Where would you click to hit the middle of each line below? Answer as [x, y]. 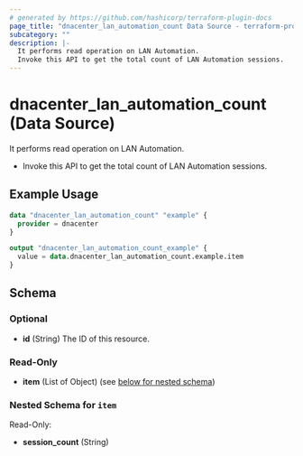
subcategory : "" [40, 34]
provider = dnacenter [58, 223]
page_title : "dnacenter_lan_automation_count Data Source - [125, 26]
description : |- [40, 43]
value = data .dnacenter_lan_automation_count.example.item [131, 257]
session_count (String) [66, 442]
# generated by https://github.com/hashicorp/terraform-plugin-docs [141, 18]
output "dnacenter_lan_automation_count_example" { [108, 248]
